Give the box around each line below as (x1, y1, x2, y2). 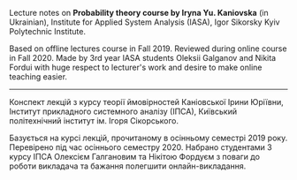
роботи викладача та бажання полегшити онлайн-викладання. (9, 161, 247, 171)
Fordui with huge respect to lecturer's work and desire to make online (9, 62, 263, 72)
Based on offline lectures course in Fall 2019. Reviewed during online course (9, 43, 287, 54)
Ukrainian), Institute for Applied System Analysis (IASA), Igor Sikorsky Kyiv (9, 17, 280, 27)
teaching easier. (9, 71, 68, 82)
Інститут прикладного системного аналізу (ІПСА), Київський (9, 106, 237, 116)
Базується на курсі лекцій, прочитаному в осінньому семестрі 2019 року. (9, 132, 288, 143)
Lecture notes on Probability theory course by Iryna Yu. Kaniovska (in (9, 8, 269, 18)
